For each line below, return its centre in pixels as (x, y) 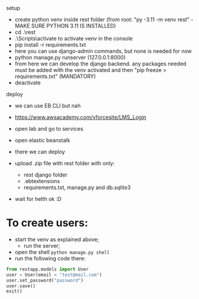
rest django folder (45, 175)
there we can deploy (40, 152)
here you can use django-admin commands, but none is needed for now (103, 51)
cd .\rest (25, 32)
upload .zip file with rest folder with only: (64, 163)
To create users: (47, 223)
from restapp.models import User (48, 269)
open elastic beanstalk (42, 140)
